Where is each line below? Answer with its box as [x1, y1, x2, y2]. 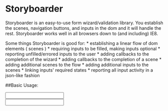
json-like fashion [5, 72, 40, 78]
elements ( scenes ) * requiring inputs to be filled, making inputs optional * [5, 45, 160, 51]
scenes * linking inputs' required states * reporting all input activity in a [5, 67, 153, 73]
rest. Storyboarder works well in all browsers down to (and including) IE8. [5, 30, 158, 36]
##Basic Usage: [5, 82, 38, 88]
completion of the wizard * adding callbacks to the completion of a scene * [5, 56, 162, 62]
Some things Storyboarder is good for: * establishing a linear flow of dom [5, 40, 158, 46]
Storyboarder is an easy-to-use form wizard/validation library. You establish [5, 20, 163, 26]
